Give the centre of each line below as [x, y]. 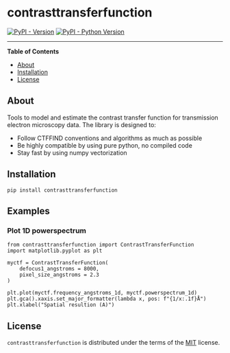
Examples [28, 211]
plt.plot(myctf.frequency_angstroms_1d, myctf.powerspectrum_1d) [102, 293]
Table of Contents [33, 51]
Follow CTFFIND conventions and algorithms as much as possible [110, 138]
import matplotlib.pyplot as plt [55, 251]
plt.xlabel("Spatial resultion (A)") [61, 305]
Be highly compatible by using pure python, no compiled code [105, 145]
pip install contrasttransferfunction [62, 190]
